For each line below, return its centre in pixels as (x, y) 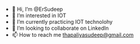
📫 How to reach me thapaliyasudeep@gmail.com (73, 35)
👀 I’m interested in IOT (39, 15)
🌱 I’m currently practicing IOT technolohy (62, 22)
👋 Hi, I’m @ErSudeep (37, 9)
